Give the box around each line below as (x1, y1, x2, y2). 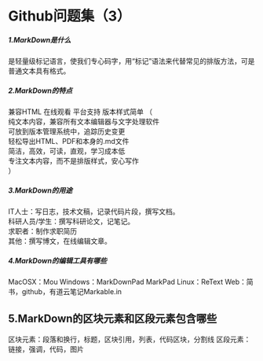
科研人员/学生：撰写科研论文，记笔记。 (8, 217, 135, 227)
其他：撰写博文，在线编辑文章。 (8, 237, 111, 246)
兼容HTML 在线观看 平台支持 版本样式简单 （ (8, 107, 153, 116)
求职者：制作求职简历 (8, 227, 77, 236)
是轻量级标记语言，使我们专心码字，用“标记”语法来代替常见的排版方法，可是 (8, 57, 255, 66)
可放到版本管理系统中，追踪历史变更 (8, 127, 126, 136)
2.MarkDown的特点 (8, 86, 73, 95)
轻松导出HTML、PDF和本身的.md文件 (8, 137, 130, 146)
